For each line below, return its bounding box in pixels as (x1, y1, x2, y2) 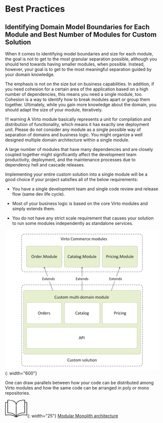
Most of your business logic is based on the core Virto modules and (12, 201, 148, 206)
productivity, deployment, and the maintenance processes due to (5, 157, 136, 163)
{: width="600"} (5, 370, 37, 376)
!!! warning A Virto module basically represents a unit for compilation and (5, 116, 151, 122)
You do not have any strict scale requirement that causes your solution (12, 215, 154, 221)
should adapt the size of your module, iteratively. (5, 107, 103, 112)
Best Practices (5, 3, 65, 15)
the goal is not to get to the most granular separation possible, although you (5, 56, 157, 62)
